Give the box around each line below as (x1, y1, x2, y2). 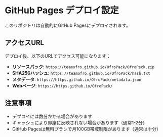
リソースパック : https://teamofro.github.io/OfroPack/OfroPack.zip (12, 64, 155, 70)
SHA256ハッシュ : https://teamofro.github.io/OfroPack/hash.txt (12, 70, 150, 76)
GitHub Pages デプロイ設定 (5, 5, 119, 16)
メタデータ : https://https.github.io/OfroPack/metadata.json (12, 76, 142, 82)
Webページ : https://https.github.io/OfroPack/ (12, 82, 113, 88)
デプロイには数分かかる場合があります (12, 113, 92, 119)
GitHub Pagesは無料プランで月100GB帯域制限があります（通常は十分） (12, 126, 161, 132)
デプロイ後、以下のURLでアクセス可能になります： (5, 53, 111, 59)
